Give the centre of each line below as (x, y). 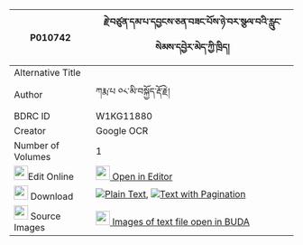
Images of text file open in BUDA (181, 222)
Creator (30, 131)
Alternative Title (47, 73)
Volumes (32, 157)
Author (28, 94)
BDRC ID (32, 116)
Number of (37, 146)
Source (46, 216)
